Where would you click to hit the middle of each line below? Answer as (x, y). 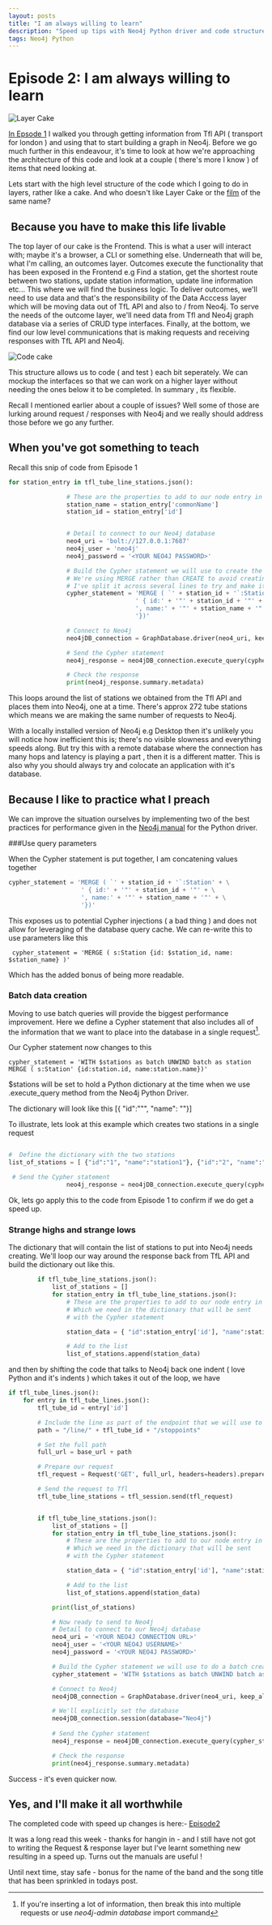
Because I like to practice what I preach (109, 799)
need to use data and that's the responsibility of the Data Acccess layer (127, 298)
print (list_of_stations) (93, 1607)
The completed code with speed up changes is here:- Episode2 (115, 1824)
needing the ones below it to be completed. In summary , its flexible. (122, 389)
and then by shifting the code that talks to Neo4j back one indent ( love (127, 1369)
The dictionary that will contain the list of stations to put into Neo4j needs (131, 1248)
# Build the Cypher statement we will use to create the (164, 571)
